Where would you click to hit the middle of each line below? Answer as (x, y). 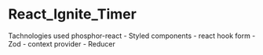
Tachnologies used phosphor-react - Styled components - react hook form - (132, 36)
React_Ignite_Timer (73, 14)
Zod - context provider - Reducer (62, 43)
